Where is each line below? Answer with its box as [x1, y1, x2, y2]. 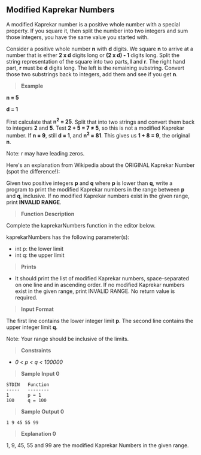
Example [20, 82, 44, 89]
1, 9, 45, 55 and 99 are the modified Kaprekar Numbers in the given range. [6, 442, 190, 449]
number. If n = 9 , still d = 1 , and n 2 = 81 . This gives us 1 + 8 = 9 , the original [6, 131, 190, 139]
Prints [20, 264, 37, 271]
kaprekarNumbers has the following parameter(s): [6, 234, 130, 241]
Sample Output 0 [20, 408, 65, 415]
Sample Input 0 [20, 370, 60, 378]
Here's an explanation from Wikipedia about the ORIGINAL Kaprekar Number [6, 161, 195, 169]
